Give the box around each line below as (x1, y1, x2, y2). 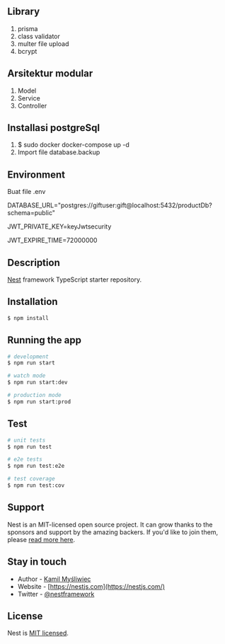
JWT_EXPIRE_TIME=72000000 (7, 236, 98, 245)
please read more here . (7, 535, 76, 544)
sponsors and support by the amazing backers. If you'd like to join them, (7, 527, 218, 536)
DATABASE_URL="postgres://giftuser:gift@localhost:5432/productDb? (7, 201, 212, 209)
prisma (17, 24, 38, 33)
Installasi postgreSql (7, 122, 100, 134)
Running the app (7, 334, 81, 346)
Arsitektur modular (7, 67, 93, 80)
